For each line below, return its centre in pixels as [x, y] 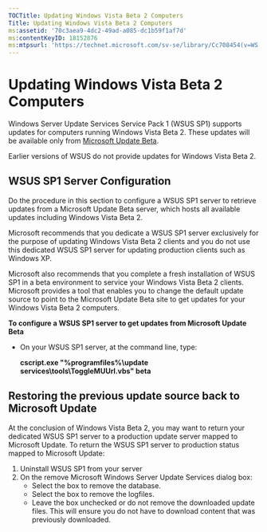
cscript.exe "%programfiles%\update [84, 362]
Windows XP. [30, 258]
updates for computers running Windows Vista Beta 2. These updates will [129, 132]
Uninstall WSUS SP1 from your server [81, 468]
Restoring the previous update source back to [124, 396]
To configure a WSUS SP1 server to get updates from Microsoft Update [128, 323]
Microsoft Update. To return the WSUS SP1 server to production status [124, 444]
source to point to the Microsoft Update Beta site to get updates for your [127, 299]
